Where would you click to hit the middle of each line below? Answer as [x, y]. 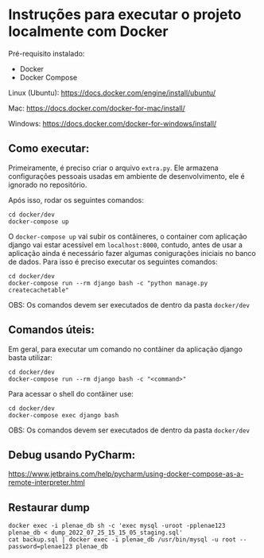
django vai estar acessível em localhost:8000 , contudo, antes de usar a [125, 245]
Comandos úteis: [52, 330]
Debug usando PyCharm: [72, 455]
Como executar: [49, 149]
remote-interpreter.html [47, 482]
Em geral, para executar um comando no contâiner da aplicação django [125, 349]
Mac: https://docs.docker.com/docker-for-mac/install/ [97, 108]
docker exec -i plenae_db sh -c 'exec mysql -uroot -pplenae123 [117, 526]
